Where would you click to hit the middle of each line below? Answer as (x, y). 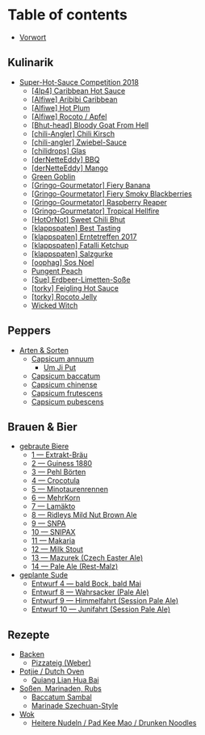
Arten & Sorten (44, 350)
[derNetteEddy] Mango (69, 168)
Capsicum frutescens (67, 393)
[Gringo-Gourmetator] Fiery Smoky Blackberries (112, 193)
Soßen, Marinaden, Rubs (60, 689)
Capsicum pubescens (67, 401)
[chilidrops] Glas (59, 150)
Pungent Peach (56, 271)
